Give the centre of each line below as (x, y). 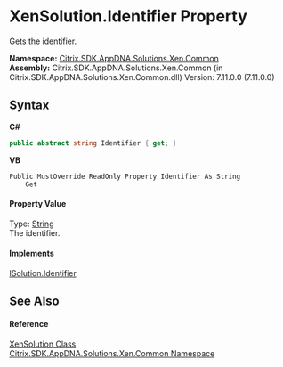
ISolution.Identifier (43, 273)
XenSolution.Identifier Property (128, 16)
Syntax (29, 106)
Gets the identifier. (43, 41)
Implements (32, 253)
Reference (29, 324)
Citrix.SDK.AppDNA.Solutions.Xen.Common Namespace (112, 353)
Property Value (38, 204)
